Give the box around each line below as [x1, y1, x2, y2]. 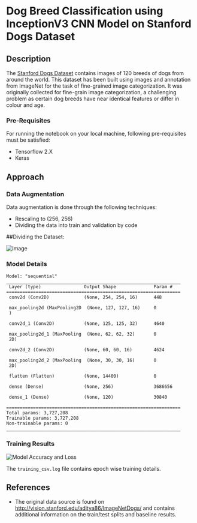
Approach [6, 172, 44, 182]
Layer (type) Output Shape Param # [8, 284, 172, 290]
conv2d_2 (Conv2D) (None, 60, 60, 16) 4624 [8, 347, 165, 353]
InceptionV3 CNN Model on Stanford [6, 17, 192, 31]
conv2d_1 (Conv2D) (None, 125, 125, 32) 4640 [8, 321, 165, 327]
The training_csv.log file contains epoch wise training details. [6, 465, 161, 472]
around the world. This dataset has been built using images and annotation [6, 76, 191, 83]
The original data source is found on [14, 498, 105, 506]
